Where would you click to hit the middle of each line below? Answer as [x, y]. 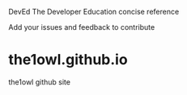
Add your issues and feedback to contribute [82, 27]
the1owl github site [40, 82]
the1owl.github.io [68, 60]
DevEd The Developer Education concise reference [94, 12]
